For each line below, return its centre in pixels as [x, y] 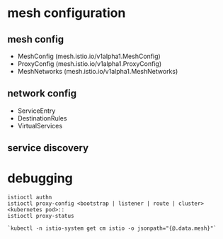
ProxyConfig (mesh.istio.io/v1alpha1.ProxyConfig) [90, 64]
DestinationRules [42, 118]
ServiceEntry [36, 111]
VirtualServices [40, 126]
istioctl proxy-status [41, 216]
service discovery [48, 148]
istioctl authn [30, 198]
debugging [40, 178]
